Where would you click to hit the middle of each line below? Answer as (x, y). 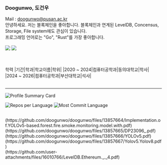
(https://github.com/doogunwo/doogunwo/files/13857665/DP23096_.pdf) (81, 131)
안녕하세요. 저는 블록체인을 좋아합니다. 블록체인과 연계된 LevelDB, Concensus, (82, 25)
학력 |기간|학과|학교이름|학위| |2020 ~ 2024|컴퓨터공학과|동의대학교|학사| (77, 70)
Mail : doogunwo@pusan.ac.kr (37, 19)
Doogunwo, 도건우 (27, 7)
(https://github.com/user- (31, 152)
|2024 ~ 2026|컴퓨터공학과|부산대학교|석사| (48, 76)
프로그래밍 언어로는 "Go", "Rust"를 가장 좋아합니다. (55, 37)
